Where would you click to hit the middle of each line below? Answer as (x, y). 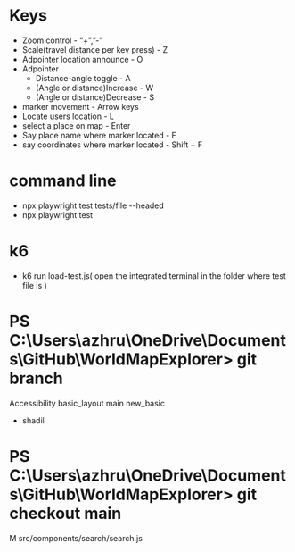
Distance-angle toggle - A (83, 78)
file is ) (34, 285)
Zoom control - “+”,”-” (62, 40)
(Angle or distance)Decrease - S (94, 97)
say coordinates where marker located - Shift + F (112, 145)
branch (37, 378)
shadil (33, 420)
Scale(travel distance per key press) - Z (95, 49)
